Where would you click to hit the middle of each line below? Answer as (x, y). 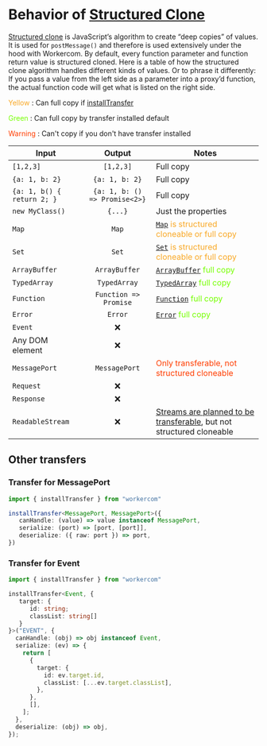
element (27, 350)
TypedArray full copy (193, 282)
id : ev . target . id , (74, 675)
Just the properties (192, 211)
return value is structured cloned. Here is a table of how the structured (124, 62)
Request (27, 386)
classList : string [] (63, 616)
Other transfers (47, 460)
